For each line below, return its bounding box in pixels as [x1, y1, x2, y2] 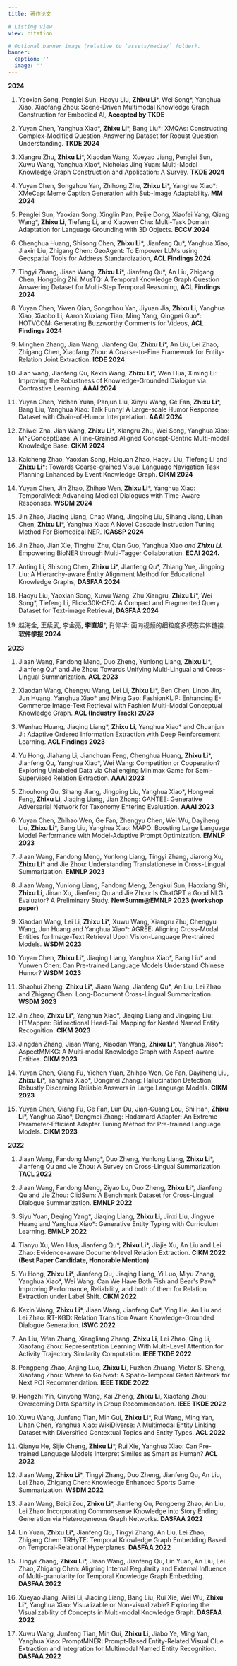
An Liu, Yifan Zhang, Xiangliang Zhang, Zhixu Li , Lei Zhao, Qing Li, [18, 1334, 211, 1343]
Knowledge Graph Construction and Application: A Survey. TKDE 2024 [18, 168, 225, 176]
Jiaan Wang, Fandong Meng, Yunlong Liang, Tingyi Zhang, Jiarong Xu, [18, 852, 224, 861]
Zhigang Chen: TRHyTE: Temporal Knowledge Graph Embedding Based [18, 1535, 226, 1544]
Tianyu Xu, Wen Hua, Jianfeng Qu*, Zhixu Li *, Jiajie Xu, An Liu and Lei [18, 1240, 221, 1249]
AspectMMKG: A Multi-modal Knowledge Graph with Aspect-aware [18, 1047, 214, 1056]
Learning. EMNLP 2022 [18, 1227, 87, 1235]
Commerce [18, 701, 51, 709]
